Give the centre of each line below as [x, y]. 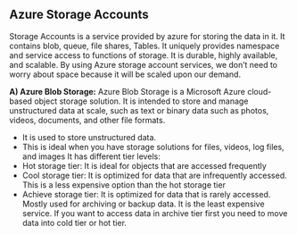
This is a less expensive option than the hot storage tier [124, 185]
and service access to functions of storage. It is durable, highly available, [144, 55]
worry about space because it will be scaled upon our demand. [125, 74]
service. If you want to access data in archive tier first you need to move [155, 213]
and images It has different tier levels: [91, 156]
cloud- [259, 91]
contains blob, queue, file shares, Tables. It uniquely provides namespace [144, 46]
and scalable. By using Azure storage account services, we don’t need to [144, 64]
